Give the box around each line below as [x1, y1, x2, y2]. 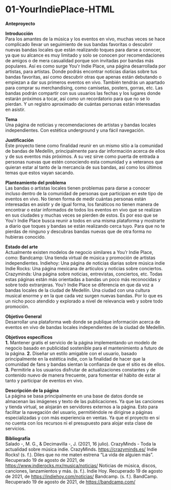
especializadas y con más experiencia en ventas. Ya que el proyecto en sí [5, 414, 160, 421]
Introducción [5, 30, 33, 36]
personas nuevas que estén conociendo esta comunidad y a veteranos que [5, 158, 163, 165]
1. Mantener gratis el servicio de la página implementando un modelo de [5, 339, 157, 345]
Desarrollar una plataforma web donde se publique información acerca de [5, 318, 160, 325]
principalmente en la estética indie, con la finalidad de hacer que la [5, 356, 146, 362]
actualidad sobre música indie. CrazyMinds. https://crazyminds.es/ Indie [5, 446, 157, 452]
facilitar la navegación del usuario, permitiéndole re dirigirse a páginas [5, 409, 153, 415]
